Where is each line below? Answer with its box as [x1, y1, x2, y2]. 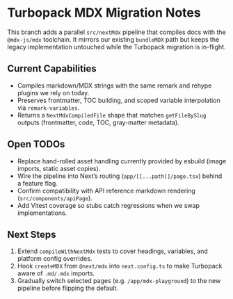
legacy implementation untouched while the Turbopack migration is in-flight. [7, 42, 226, 51]
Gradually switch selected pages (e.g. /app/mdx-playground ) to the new [17, 277, 221, 285]
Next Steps [7, 228, 56, 241]
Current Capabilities [7, 63, 97, 74]
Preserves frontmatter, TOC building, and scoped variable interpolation [17, 96, 220, 104]
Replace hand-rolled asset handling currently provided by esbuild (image [17, 156, 227, 165]
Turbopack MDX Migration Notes [7, 5, 201, 21]
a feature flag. [17, 179, 58, 187]
